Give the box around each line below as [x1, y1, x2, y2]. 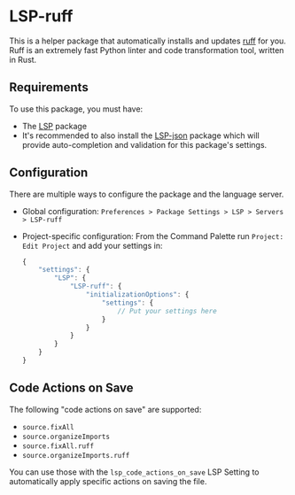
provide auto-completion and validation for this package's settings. [21, 139, 268, 150]
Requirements [9, 80, 89, 95]
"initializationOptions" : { [85, 290, 190, 299]
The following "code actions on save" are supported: [9, 404, 202, 414]
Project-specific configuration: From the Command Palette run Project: [21, 230, 284, 241]
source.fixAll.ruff [21, 441, 95, 451]
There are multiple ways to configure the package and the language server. [9, 189, 284, 199]
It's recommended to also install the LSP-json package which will [21, 130, 260, 141]
